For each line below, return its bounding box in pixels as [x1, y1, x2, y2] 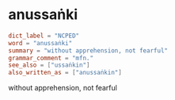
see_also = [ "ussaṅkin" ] [8, 61, 90, 69]
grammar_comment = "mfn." [8, 54, 93, 62]
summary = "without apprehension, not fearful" [8, 46, 169, 55]
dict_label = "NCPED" [8, 32, 80, 40]
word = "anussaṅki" [8, 39, 73, 47]
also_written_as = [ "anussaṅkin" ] [8, 69, 123, 77]
